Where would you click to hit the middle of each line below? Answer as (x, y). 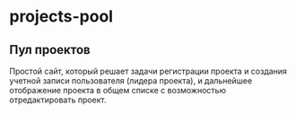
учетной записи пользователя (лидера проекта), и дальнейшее (131, 81)
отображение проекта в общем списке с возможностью (118, 90)
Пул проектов (50, 50)
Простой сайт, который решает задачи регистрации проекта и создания (148, 71)
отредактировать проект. (58, 100)
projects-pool (61, 17)
